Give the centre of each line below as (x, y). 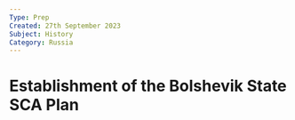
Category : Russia (41, 42)
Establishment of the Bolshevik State (148, 86)
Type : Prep (29, 17)
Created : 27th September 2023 (65, 26)
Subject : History (41, 34)
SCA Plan (44, 105)
